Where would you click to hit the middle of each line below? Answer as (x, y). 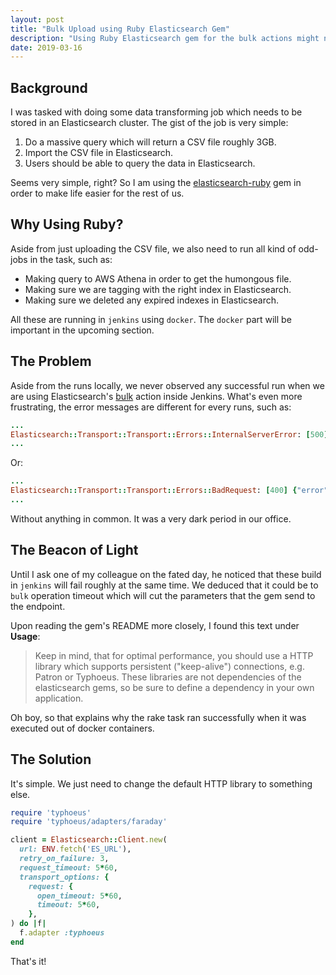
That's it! (28, 961)
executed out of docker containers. (82, 728)
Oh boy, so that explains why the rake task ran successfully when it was (158, 717)
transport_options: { (64, 877)
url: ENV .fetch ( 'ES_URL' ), (75, 849)
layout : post (37, 19)
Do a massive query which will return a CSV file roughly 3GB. (150, 142)
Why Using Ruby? (67, 224)
